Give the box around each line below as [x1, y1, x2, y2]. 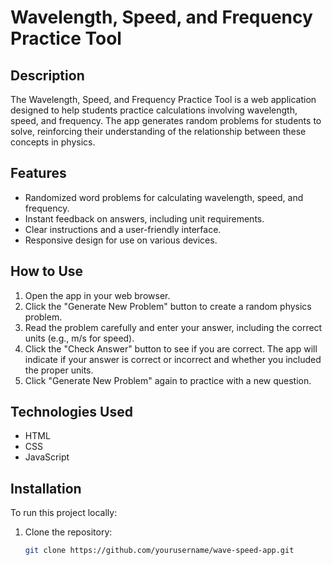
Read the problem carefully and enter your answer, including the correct [24, 321, 323, 333]
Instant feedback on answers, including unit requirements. [24, 212, 265, 225]
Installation [10, 480, 82, 497]
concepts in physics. [10, 136, 96, 148]
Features [10, 165, 67, 182]
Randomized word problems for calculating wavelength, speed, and [24, 191, 304, 203]
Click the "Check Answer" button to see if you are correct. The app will [24, 342, 318, 355]
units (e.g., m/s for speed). [24, 332, 135, 344]
